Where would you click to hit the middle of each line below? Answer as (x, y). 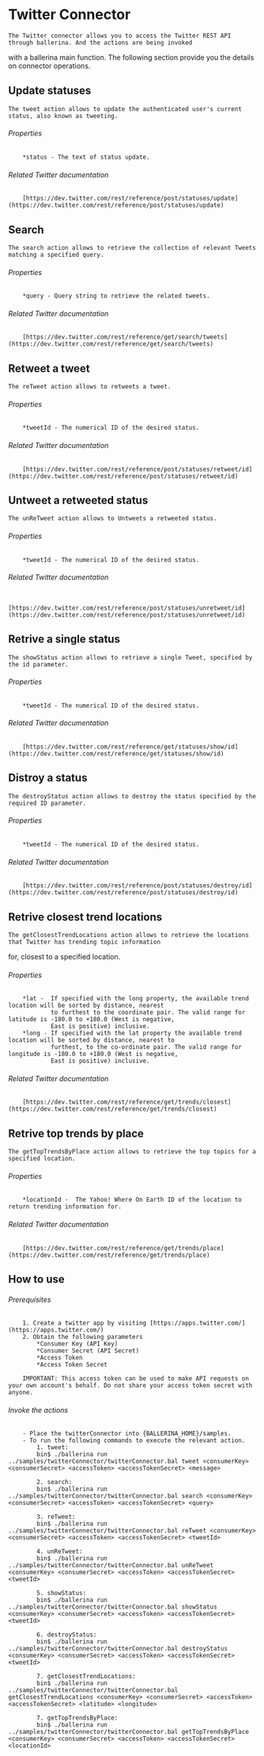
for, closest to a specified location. (64, 957)
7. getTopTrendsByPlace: (77, 1718)
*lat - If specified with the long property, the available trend (136, 999)
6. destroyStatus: (67, 1635)
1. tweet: (53, 1448)
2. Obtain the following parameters (83, 1337)
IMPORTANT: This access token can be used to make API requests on (136, 1379)
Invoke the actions (38, 1410)
